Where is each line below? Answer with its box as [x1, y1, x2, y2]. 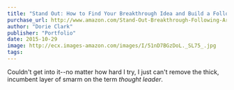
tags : [7, 49, 23, 56]
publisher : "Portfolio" [7, 29, 77, 37]
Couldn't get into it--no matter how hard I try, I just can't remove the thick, [7, 67, 219, 76]
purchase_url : [7, 17, 49, 24]
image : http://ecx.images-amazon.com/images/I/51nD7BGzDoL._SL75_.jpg [7, 42, 217, 49]
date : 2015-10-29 [7, 36, 58, 43]
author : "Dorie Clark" [7, 23, 73, 30]
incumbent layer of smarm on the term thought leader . [7, 75, 164, 83]
